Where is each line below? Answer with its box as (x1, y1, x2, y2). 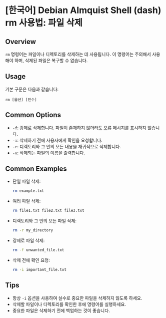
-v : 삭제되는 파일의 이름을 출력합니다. (12, 150, 85, 156)
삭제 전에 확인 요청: (12, 257, 50, 263)
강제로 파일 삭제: (12, 237, 45, 243)
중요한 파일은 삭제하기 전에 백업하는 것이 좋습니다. (12, 307, 110, 313)
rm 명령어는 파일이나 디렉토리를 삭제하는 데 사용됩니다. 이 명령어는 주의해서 (5, 51, 151, 57)
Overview (5, 37, 36, 46)
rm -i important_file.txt (12, 267, 66, 272)
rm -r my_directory (12, 228, 53, 233)
